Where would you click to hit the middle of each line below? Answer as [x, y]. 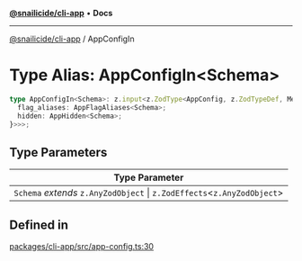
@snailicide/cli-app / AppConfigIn [72, 39]
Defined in [39, 225]
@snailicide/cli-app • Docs [61, 13]
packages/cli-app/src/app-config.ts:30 [82, 247]
